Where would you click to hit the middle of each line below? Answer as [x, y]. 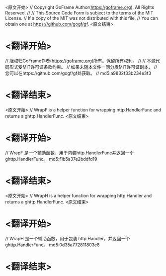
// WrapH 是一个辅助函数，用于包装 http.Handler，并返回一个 [68, 238]
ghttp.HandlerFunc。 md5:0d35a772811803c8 [52, 245]
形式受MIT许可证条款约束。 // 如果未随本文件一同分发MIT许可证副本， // [83, 67]
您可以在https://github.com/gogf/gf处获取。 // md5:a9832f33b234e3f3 [78, 73]
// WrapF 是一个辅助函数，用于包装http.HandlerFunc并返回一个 [70, 153]
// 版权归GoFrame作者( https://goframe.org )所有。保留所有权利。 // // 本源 [80, 61]
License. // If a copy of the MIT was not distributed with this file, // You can [82, 18]
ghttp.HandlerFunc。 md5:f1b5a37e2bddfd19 [51, 159]
